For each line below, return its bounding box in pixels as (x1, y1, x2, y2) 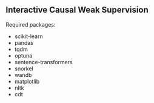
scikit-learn (14, 33, 43, 40)
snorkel (14, 65, 34, 72)
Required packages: (5, 21, 56, 28)
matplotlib (14, 78, 40, 85)
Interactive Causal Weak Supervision (5, 5, 149, 15)
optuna (14, 51, 33, 59)
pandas (14, 39, 34, 46)
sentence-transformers (14, 58, 73, 65)
